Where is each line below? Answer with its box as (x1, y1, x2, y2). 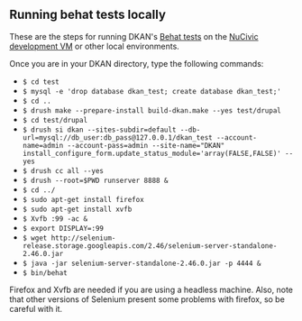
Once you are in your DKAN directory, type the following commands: (9, 58, 264, 69)
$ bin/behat (22, 268, 68, 278)
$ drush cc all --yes (22, 166, 104, 175)
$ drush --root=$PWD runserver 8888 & (22, 176, 169, 185)
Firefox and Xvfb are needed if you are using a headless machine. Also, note (9, 284, 294, 295)
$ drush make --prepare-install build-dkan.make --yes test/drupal (22, 105, 281, 115)
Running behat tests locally (9, 7, 167, 23)
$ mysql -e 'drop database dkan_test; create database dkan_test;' (22, 87, 281, 96)
